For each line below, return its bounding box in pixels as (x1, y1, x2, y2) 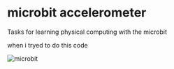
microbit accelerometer (7, 5, 147, 21)
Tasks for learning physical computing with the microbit (7, 28, 168, 36)
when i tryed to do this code (7, 41, 89, 49)
